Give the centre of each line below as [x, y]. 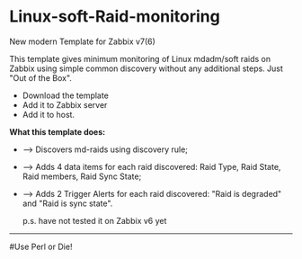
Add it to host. [48, 114]
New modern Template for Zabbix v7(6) [82, 41]
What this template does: [58, 131]
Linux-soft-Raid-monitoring [115, 17]
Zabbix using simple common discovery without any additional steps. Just [146, 68]
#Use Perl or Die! [41, 246]
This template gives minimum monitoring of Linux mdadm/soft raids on [140, 58]
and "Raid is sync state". [67, 203]
